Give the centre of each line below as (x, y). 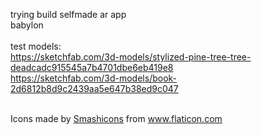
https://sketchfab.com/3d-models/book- (94, 78)
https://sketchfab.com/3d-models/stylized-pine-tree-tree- (131, 57)
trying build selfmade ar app (68, 14)
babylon (27, 25)
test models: (36, 46)
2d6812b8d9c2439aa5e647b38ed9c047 (94, 88)
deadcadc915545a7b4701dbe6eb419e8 (92, 67)
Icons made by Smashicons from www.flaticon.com (116, 118)
